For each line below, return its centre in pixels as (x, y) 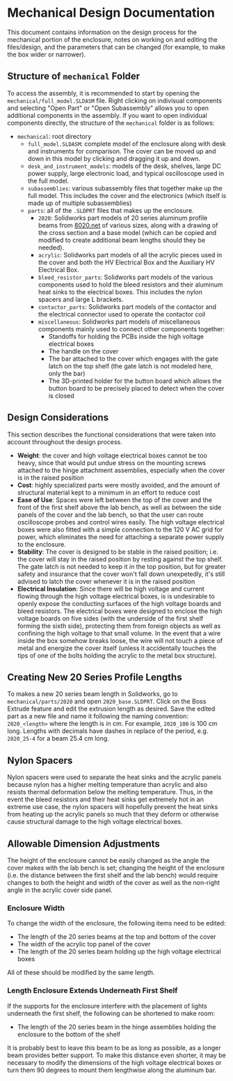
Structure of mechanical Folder (74, 76)
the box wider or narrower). (47, 54)
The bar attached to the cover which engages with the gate (134, 358)
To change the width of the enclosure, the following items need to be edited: (116, 923)
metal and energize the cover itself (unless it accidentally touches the (117, 648)
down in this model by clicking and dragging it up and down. (114, 158)
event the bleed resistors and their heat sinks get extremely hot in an (105, 799)
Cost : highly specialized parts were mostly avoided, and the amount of (119, 485)
